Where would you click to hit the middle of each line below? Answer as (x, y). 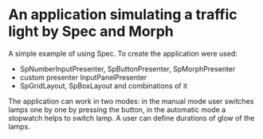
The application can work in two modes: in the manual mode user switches (131, 101)
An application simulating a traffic (123, 15)
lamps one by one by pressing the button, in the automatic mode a (117, 110)
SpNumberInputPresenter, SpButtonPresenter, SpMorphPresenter (128, 68)
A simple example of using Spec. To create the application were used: (123, 53)
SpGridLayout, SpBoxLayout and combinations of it (104, 86)
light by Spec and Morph (91, 31)
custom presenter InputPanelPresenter (83, 77)
